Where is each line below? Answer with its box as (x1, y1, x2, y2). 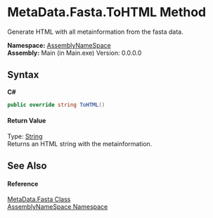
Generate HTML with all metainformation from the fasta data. (7, 27, 184, 36)
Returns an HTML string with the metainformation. (7, 139, 153, 148)
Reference (7, 179, 39, 188)
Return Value (7, 117, 46, 125)
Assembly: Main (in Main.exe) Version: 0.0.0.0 (7, 49, 142, 57)
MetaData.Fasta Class (7, 195, 71, 204)
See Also (7, 160, 47, 172)
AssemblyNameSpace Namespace (7, 203, 108, 211)
